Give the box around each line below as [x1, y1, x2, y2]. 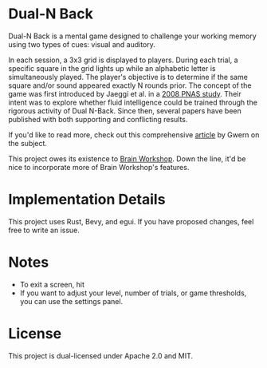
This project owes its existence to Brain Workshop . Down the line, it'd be [8, 153, 246, 164]
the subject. [8, 138, 48, 148]
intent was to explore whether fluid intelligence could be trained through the [8, 97, 257, 107]
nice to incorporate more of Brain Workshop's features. [8, 162, 190, 172]
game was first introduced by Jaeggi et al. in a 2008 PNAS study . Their [8, 89, 241, 98]
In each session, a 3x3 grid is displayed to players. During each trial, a [8, 55, 238, 65]
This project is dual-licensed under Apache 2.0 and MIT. [8, 350, 194, 360]
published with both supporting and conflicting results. [8, 114, 188, 124]
